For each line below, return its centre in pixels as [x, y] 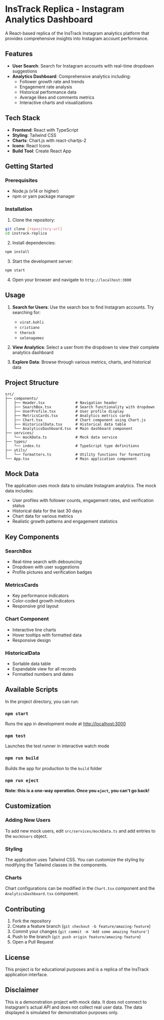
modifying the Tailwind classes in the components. [56, 865]
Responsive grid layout [35, 606]
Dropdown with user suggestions [46, 567]
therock [27, 333]
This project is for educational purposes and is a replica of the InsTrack [77, 969]
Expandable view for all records [44, 669]
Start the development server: [42, 261]
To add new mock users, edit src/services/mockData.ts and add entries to [80, 831]
